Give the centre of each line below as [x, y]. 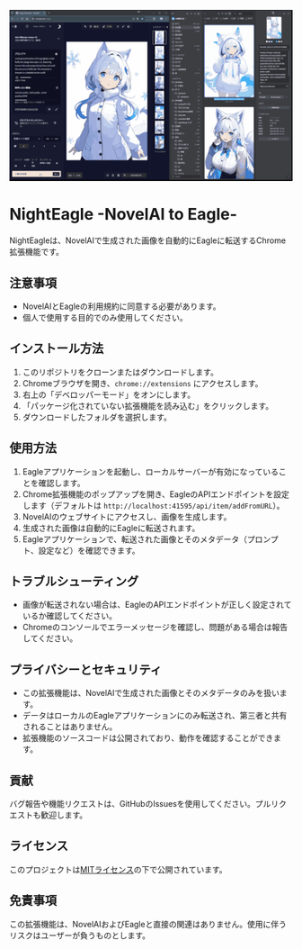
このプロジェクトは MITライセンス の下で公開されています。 [118, 869]
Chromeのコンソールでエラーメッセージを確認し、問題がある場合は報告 [155, 628]
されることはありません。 [70, 727]
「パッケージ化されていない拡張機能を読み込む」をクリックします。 [148, 405]
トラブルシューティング [74, 581]
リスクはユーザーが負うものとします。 [80, 935]
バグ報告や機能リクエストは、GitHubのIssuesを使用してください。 [133, 803]
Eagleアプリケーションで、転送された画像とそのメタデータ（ [134, 539]
